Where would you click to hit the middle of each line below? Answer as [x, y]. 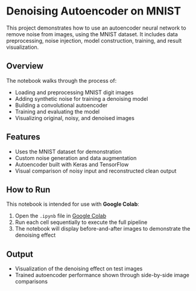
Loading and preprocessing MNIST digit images [74, 92]
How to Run [28, 189]
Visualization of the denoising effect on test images [79, 269]
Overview [25, 66]
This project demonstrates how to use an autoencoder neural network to [96, 28]
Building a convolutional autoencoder [61, 105]
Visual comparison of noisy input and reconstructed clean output [96, 171]
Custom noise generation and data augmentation [76, 158]
